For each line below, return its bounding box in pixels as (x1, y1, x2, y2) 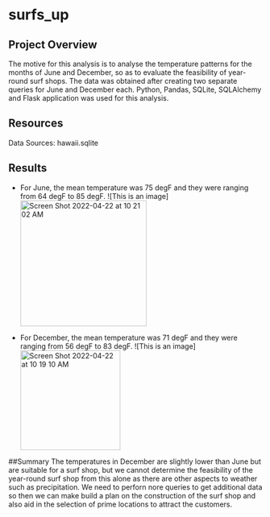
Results (8, 161, 48, 175)
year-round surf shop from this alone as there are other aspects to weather (8, 474, 258, 483)
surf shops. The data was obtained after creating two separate (29, 77, 238, 85)
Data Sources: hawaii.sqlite (8, 138, 99, 147)
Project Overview (8, 38, 98, 52)
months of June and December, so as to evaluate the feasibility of (8, 68, 227, 77)
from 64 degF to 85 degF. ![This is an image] (19, 191, 169, 201)
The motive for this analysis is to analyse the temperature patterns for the (8, 59, 252, 68)
